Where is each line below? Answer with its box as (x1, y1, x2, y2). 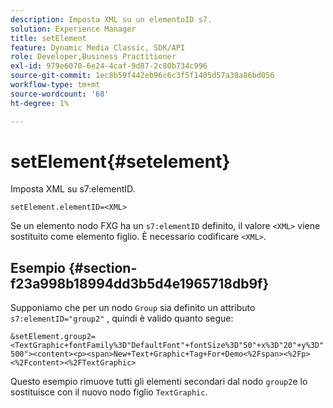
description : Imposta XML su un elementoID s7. (10, 14, 213, 25)
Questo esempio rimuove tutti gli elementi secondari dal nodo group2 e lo (10, 376, 308, 388)
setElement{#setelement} (10, 150, 231, 173)
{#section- (68, 259, 138, 276)
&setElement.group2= (10, 332, 97, 342)
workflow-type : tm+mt (10, 80, 101, 90)
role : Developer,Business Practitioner (10, 52, 177, 62)
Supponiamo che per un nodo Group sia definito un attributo (10, 302, 256, 314)
